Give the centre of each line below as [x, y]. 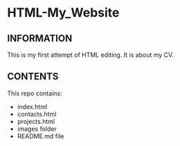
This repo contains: [35, 93]
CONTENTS [33, 76]
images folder [37, 129]
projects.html [36, 121]
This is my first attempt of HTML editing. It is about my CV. [91, 55]
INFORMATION [40, 38]
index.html [32, 107]
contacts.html [37, 114]
